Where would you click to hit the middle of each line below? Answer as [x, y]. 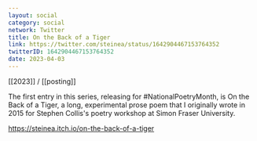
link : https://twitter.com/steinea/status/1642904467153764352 [114, 45]
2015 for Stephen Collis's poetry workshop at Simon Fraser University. [122, 113]
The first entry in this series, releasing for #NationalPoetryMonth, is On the [129, 96]
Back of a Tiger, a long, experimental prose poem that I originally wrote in [127, 105]
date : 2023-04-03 [37, 60]
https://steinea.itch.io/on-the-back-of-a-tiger [81, 128]
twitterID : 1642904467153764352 [61, 52]
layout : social [33, 15]
